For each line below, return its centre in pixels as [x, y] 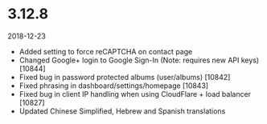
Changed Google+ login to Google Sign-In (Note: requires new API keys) [139, 60]
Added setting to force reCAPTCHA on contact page [106, 51]
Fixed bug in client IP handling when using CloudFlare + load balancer [135, 94]
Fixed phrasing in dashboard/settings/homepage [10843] [114, 86]
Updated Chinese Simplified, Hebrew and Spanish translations [122, 111]
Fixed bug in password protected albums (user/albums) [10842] [125, 77]
